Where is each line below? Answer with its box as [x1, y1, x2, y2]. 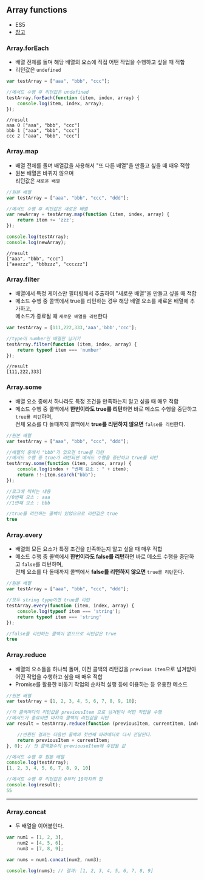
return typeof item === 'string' [17, 614, 102, 620]
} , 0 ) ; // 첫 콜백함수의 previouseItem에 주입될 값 [6, 742, 126, 749]
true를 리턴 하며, [15, 413, 53, 420]
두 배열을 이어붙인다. [15, 822, 64, 829]
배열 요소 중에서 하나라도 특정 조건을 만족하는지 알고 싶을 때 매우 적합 [15, 397, 179, 405]
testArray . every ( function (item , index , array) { [6, 602, 135, 609]
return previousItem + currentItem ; [17, 737, 110, 743]
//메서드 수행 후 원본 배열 [6, 754, 65, 760]
